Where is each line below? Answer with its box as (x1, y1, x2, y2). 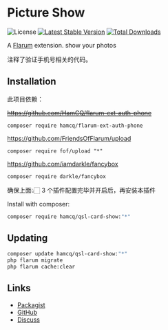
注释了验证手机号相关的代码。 (7, 55, 92, 64)
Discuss (17, 316, 40, 324)
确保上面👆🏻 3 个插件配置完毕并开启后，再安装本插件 (7, 186, 156, 194)
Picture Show (7, 5, 85, 21)
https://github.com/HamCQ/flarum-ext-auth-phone (7, 108, 152, 117)
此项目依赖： (7, 95, 43, 103)
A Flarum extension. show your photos (7, 41, 117, 49)
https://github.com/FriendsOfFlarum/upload (7, 134, 132, 142)
